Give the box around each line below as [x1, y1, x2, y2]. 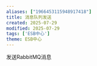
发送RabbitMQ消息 [6, 54, 52, 60]
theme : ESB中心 [6, 36, 42, 42]
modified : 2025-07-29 [6, 25, 60, 32]
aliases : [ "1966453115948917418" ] [6, 8, 92, 15]
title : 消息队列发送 [6, 14, 52, 20]
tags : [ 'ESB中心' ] [6, 31, 50, 37]
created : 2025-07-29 [6, 20, 58, 26]
